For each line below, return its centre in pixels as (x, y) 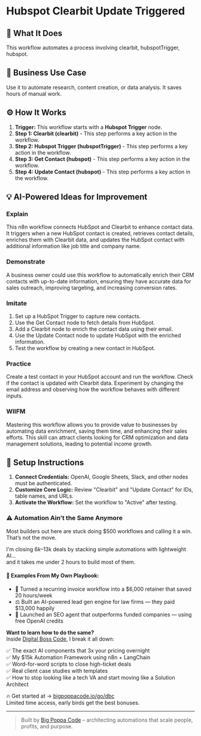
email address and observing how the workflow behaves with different (93, 390)
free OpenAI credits (39, 621)
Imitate (17, 303)
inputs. (15, 396)
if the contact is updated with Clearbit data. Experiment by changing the (95, 383)
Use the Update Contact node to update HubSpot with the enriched (98, 335)
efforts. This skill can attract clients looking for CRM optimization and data (97, 437)
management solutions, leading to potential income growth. (79, 444)
